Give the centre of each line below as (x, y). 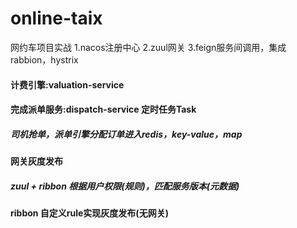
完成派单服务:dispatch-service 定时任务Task (103, 109)
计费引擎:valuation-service (67, 84)
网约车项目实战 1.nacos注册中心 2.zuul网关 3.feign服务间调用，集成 (148, 47)
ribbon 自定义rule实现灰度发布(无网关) (89, 213)
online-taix (56, 18)
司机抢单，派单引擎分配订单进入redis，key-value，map (126, 134)
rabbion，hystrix (44, 59)
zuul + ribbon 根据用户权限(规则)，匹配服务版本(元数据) (125, 186)
